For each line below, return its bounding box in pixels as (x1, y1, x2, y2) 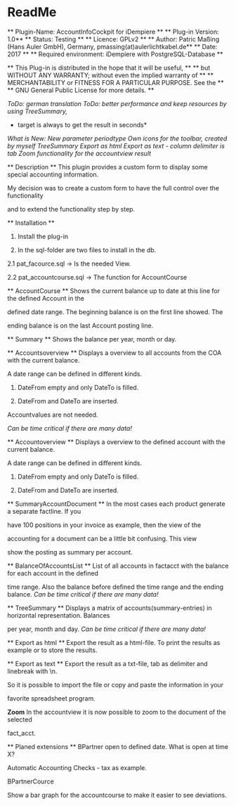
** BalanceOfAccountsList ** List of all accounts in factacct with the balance (7, 561, 229, 570)
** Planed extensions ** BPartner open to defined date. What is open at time (7, 742, 228, 750)
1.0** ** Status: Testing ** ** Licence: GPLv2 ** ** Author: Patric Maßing (7, 34, 220, 43)
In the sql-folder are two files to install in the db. (17, 245, 157, 254)
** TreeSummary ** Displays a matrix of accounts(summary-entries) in (7, 604, 212, 612)
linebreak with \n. (7, 667, 58, 675)
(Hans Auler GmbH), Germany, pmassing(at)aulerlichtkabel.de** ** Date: (7, 42, 218, 51)
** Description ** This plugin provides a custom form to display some (7, 162, 209, 171)
